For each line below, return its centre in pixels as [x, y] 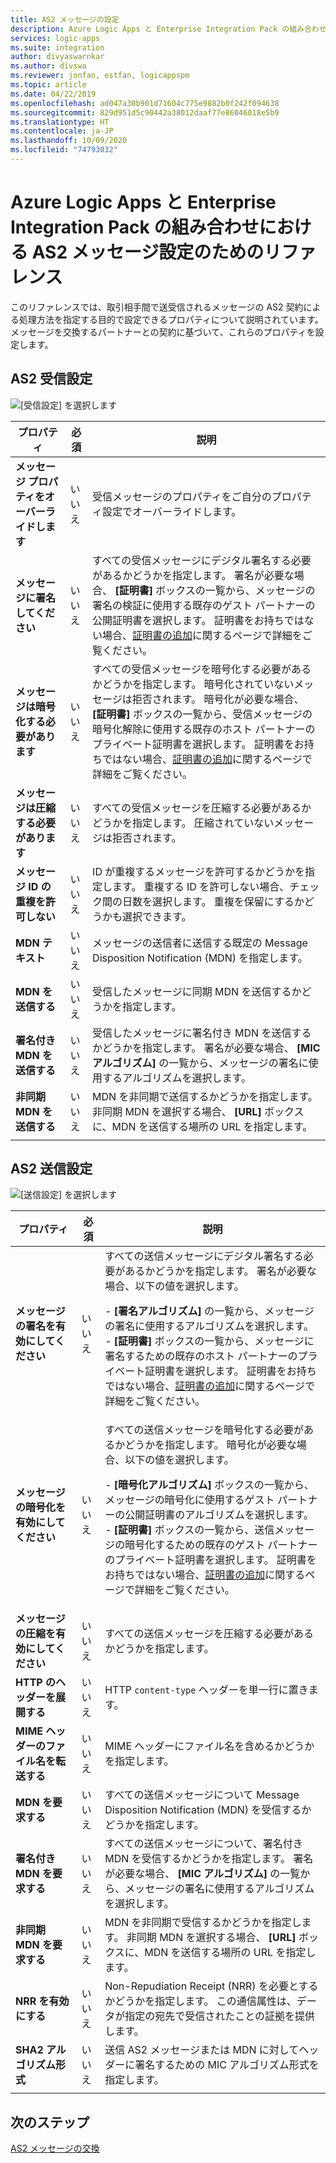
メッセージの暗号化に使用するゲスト [189, 1500]
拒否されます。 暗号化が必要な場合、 [218, 699]
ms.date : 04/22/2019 [53, 94]
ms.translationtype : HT [60, 122]
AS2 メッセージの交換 [55, 2148]
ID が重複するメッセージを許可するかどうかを [198, 871]
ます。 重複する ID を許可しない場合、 [201, 886]
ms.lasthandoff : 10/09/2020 [69, 141]
